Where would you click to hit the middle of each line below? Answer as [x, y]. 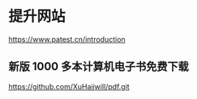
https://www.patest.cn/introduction [67, 39]
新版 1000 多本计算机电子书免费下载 [98, 66]
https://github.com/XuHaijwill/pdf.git [69, 86]
